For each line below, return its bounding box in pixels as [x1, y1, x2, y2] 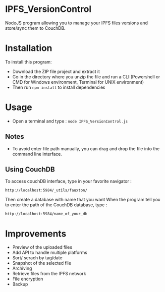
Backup [12, 281, 28, 287]
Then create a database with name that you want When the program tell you [5, 197, 161, 203]
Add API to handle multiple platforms [12, 249, 88, 256]
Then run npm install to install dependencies [12, 84, 106, 90]
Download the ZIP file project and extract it [12, 68, 100, 74]
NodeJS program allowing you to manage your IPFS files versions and [5, 20, 148, 26]
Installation [5, 43, 53, 54]
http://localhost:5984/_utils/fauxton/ [5, 188, 88, 193]
